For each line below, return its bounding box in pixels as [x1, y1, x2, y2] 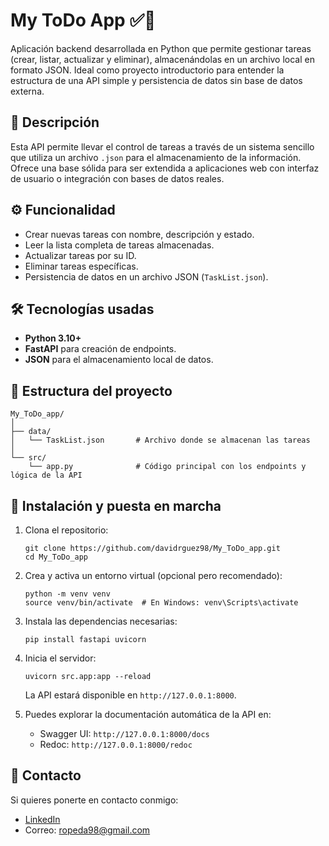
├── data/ [10, 427, 52, 437]
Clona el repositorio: [24, 524, 109, 536]
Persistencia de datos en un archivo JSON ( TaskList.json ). [24, 270, 269, 283]
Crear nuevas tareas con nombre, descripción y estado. [24, 228, 255, 240]
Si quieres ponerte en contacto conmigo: [10, 794, 179, 806]
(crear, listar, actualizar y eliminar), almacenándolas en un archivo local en [10, 53, 315, 65]
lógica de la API [10, 470, 83, 481]
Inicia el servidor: [24, 652, 97, 664]
